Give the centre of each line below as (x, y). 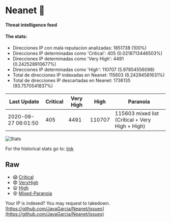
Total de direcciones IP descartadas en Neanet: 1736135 (72, 80)
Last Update (24, 102)
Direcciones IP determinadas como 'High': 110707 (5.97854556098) (83, 69)
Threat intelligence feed (31, 24)
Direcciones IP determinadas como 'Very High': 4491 (68, 59)
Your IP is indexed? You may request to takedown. (58, 203)
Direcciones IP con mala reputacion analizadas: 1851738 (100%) (79, 47)
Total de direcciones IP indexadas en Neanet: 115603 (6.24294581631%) (89, 75)
